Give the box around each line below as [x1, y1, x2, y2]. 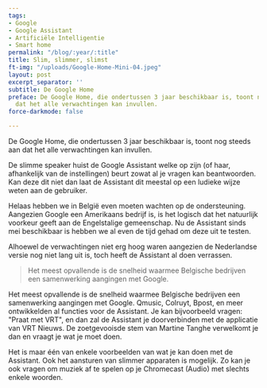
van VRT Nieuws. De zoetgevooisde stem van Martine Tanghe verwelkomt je [8, 324, 259, 332]
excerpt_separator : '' [8, 78, 83, 86]
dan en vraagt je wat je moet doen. [8, 332, 122, 341]
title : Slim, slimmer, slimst [8, 56, 109, 64]
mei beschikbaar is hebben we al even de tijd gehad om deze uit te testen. [8, 227, 252, 235]
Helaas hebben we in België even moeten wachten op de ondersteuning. [8, 201, 246, 211]
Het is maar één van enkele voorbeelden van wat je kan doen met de [8, 347, 233, 356]
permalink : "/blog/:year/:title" [8, 48, 119, 56]
